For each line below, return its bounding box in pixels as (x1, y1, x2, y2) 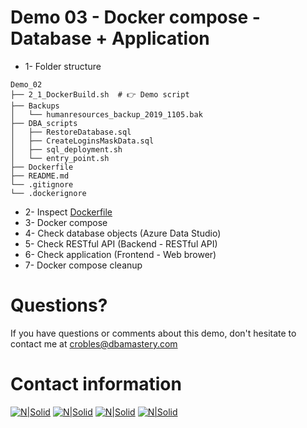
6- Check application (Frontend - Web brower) (24, 248, 217, 260)
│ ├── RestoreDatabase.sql (10, 127, 132, 137)
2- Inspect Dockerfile (24, 206, 113, 218)
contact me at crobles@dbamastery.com (10, 337, 178, 350)
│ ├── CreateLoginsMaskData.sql (10, 136, 155, 146)
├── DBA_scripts (10, 118, 78, 128)
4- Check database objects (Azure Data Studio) (24, 227, 222, 239)
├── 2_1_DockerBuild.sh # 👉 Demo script (10, 89, 190, 100)
